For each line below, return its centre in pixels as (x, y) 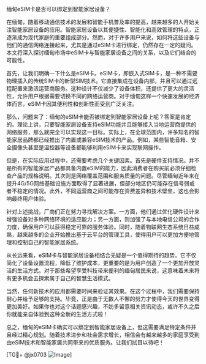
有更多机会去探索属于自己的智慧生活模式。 (60, 278)
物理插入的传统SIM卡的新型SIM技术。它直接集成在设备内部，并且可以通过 (99, 81)
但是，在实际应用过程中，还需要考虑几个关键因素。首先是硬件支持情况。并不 (103, 160)
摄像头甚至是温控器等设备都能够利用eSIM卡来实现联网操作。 (88, 147)
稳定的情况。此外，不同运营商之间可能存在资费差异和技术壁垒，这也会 (105, 191)
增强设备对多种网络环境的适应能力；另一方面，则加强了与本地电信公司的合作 (103, 219)
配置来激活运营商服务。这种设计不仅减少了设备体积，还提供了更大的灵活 (103, 88)
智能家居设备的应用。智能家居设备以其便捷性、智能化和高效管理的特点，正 (105, 30)
